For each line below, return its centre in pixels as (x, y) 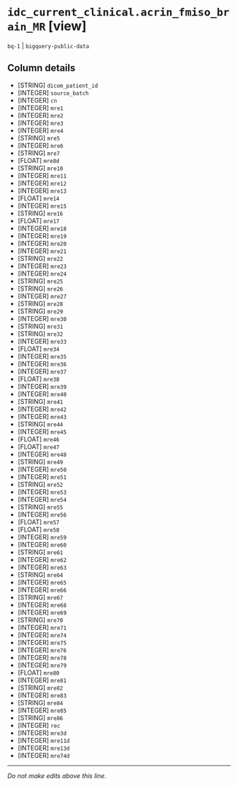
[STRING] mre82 (40, 687)
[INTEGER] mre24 (42, 273)
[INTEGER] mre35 (42, 356)
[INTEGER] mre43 (42, 416)
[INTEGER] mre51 (42, 476)
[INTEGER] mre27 (42, 296)
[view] (68, 26)
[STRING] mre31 (40, 326)
